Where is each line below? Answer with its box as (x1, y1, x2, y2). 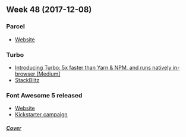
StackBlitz (14, 76, 40, 83)
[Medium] (36, 70, 61, 77)
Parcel (6, 22, 25, 31)
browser (14, 70, 36, 77)
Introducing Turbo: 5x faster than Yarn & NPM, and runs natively (14, 64, 172, 71)
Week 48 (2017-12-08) (6, 5, 92, 15)
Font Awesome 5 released (6, 91, 83, 99)
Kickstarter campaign (14, 111, 68, 118)
